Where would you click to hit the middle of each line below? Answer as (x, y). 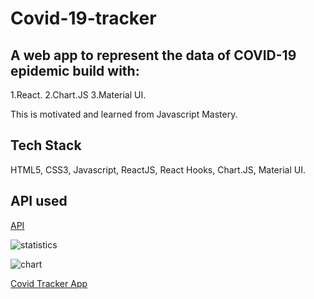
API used (39, 201)
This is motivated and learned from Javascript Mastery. (124, 114)
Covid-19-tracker (83, 18)
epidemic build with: (75, 70)
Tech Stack (46, 145)
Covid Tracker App (49, 283)
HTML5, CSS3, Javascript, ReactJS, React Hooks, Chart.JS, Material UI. (158, 169)
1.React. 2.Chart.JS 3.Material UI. (78, 95)
